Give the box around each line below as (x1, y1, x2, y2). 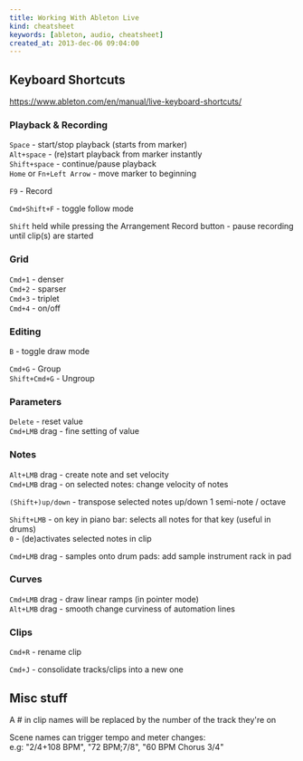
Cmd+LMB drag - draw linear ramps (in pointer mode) (9, 593, 199, 604)
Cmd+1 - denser (9, 274, 64, 284)
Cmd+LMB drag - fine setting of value (9, 426, 140, 437)
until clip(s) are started (9, 230, 94, 241)
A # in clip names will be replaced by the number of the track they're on (9, 714, 277, 725)
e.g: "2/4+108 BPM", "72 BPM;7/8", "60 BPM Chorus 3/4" (9, 741, 224, 752)
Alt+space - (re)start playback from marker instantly (9, 149, 203, 159)
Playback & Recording (9, 119, 109, 131)
